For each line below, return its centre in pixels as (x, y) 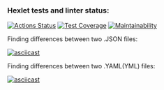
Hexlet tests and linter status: (58, 10)
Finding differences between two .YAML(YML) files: (81, 66)
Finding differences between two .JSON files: (73, 39)
